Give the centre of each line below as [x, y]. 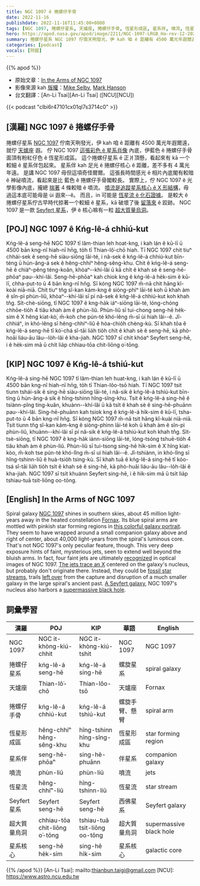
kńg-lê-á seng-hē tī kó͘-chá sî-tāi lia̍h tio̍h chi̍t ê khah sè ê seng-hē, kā [92, 331]
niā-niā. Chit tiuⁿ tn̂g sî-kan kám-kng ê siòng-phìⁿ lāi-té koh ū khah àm [104, 290]
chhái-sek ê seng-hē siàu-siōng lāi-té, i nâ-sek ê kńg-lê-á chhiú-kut [90, 257]
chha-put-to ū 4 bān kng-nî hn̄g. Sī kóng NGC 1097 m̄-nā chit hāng [94, 284]
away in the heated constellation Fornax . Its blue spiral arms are [99, 520]
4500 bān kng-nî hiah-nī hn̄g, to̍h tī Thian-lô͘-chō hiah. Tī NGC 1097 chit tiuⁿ [99, 250]
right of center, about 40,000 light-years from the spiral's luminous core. [95, 539]
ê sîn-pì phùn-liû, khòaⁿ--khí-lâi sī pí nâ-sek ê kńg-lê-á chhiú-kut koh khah [98, 296]
